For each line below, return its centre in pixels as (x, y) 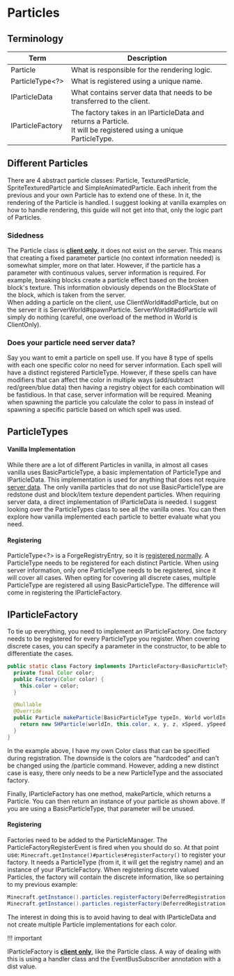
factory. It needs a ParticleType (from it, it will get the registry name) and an (116, 862)
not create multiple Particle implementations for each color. (92, 924)
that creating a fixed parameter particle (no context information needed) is (114, 258)
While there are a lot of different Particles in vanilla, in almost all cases (108, 465)
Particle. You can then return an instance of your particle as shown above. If (116, 801)
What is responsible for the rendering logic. (141, 70)
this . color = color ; (49, 686)
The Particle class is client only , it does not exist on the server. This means (115, 251)
